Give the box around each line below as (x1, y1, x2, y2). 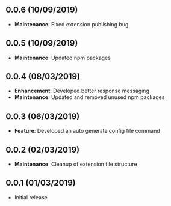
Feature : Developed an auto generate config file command (14, 127, 160, 135)
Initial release (14, 193, 48, 201)
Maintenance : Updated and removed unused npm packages (14, 94, 165, 101)
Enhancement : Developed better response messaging (14, 87, 150, 95)
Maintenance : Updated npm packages (14, 54, 111, 61)
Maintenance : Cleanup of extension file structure (14, 160, 137, 168)
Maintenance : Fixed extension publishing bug (14, 20, 129, 28)
